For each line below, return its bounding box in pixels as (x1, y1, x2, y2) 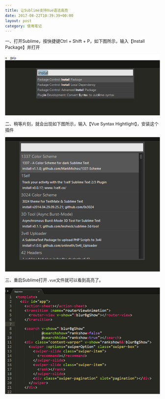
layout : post (5, 18, 32, 23)
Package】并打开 (5, 44, 40, 50)
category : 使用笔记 (5, 24, 42, 29)
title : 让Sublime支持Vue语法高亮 (5, 8, 68, 13)
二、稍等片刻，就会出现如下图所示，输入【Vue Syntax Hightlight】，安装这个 (5, 121, 159, 126)
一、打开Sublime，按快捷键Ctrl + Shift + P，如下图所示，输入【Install (5, 38, 145, 44)
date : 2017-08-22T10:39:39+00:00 (5, 13, 74, 18)
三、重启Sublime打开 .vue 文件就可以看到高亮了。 (5, 277, 104, 283)
